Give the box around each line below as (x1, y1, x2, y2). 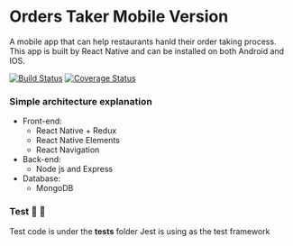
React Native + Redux (35, 125, 117, 136)
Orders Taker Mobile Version (9, 6, 229, 27)
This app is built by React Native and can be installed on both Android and (9, 45, 285, 56)
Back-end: (22, 154, 61, 165)
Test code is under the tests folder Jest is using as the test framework (9, 225, 270, 236)
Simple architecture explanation (9, 95, 153, 107)
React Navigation (35, 144, 100, 155)
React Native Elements (35, 135, 120, 146)
